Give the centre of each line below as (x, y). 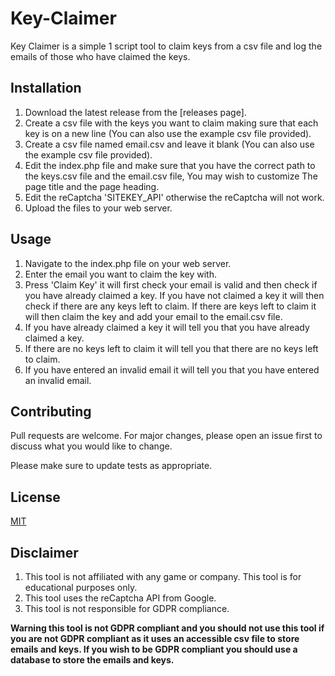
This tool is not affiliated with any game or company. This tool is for (163, 576)
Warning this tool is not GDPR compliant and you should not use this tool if (167, 628)
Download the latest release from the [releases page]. (135, 112)
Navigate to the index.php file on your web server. (128, 263)
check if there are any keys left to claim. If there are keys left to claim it (170, 306)
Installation (46, 88)
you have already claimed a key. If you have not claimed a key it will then (174, 295)
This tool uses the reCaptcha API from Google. (120, 598)
